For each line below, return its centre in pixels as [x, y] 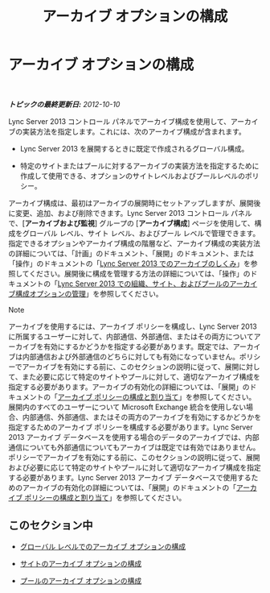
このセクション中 [51, 526]
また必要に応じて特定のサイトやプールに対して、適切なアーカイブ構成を [141, 376]
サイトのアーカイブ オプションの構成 [81, 563]
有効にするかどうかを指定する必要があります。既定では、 [138, 346]
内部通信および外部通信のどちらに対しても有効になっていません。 [131, 356]
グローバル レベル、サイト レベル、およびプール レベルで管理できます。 [141, 233]
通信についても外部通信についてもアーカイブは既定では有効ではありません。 [134, 447]
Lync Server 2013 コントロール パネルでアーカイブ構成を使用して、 [120, 121]
